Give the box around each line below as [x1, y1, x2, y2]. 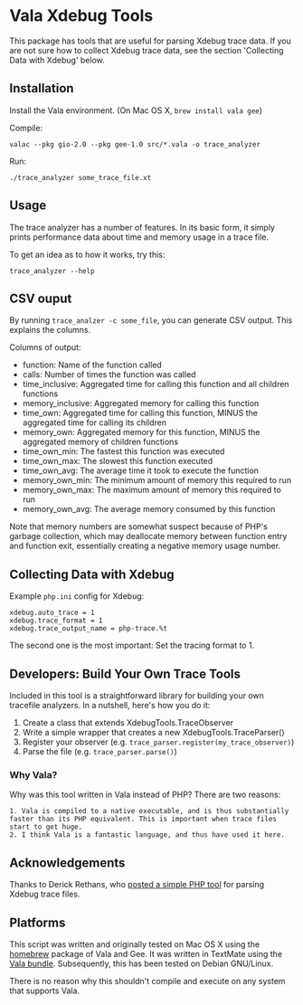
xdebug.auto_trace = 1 [9, 608, 95, 618]
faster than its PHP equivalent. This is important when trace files [9, 815, 278, 824]
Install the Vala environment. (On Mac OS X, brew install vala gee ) [9, 105, 263, 116]
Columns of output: [9, 342, 81, 353]
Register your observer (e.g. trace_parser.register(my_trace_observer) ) [22, 736, 295, 747]
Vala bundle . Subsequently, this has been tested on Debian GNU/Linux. [9, 958, 274, 969]
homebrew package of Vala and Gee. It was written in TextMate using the [9, 948, 283, 959]
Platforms [9, 915, 66, 930]
